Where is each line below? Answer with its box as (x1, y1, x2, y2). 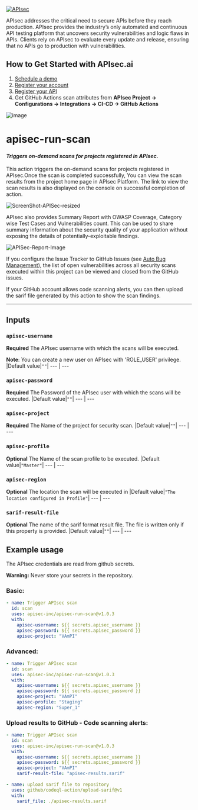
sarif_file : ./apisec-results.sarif (16, 798, 107, 804)
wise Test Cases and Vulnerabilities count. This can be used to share (6, 220, 174, 227)
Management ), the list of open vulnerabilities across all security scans (6, 262, 176, 269)
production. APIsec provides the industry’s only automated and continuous (6, 24, 187, 30)
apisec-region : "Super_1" (16, 705, 81, 711)
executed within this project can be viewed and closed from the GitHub (6, 268, 179, 275)
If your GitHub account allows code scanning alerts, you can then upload (6, 286, 183, 293)
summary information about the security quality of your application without (6, 226, 188, 233)
